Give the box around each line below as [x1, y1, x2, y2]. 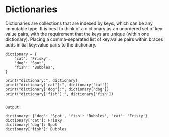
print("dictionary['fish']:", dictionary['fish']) [5, 91, 114, 97]
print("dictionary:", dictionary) [5, 78, 78, 83]
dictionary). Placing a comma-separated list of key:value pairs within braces [5, 36, 163, 42]
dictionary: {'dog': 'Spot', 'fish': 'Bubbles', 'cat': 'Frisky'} [5, 113, 148, 118]
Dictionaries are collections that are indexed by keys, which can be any [5, 20, 153, 26]
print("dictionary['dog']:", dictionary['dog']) [5, 87, 109, 92]
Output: [5, 105, 22, 110]
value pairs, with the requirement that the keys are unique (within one [5, 31, 150, 37]
